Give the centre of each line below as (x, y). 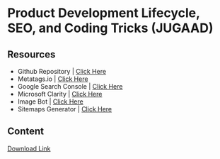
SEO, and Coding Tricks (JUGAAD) (110, 28)
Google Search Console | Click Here (70, 86)
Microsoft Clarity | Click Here (60, 94)
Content (26, 132)
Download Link (29, 148)
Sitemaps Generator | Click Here (65, 109)
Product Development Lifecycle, (104, 13)
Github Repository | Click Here (62, 71)
